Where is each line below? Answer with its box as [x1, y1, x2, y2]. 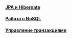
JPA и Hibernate [5, 4, 41, 10]
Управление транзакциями [5, 27, 67, 33]
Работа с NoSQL [5, 16, 41, 22]
